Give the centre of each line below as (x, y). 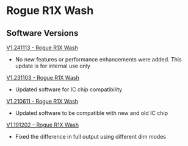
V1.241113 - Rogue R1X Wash (42, 47)
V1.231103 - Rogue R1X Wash (43, 78)
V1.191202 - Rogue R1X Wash (43, 125)
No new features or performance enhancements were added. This (98, 59)
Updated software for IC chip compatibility (69, 89)
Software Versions (42, 33)
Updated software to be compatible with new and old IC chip (92, 113)
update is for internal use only (52, 66)
